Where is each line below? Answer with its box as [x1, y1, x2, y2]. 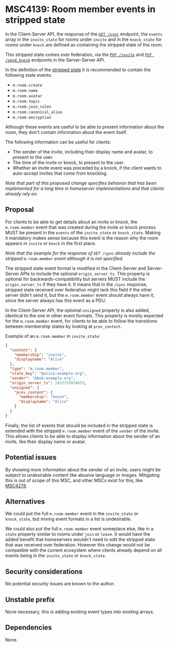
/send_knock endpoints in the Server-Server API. [5, 57, 105, 63]
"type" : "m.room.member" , [10, 366, 65, 372]
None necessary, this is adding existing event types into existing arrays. [5, 609, 155, 615]
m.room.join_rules [12, 104, 51, 109]
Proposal [5, 206, 34, 214]
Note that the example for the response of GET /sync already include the [5, 250, 155, 256]
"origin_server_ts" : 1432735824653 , [10, 380, 87, 385]
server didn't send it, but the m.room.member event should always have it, [5, 292, 155, 298]
